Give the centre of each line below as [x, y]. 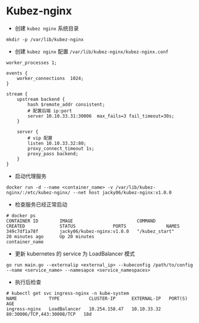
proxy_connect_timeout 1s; [61, 148]
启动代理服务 [30, 176]
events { [17, 73]
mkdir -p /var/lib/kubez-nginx [45, 39]
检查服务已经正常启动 [41, 204]
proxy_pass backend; [53, 153]
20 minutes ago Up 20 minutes [50, 236]
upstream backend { [41, 99]
